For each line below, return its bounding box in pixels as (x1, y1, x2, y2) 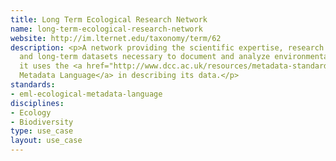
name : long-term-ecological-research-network (10, 24, 203, 34)
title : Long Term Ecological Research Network (10, 14, 208, 25)
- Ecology (10, 107, 52, 118)
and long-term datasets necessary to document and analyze (19, 52, 271, 62)
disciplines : (10, 98, 65, 108)
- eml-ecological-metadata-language (10, 89, 163, 99)
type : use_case (10, 126, 74, 136)
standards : (10, 80, 56, 90)
